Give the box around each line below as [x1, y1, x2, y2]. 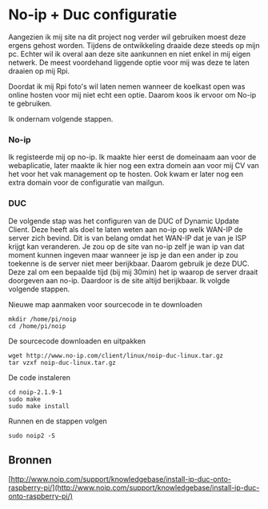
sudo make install [8, 402, 70, 410]
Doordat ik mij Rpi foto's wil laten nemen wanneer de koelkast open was [8, 82, 246, 91]
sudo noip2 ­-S [8, 431, 56, 439]
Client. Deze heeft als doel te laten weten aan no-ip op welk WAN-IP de [8, 224, 243, 234]
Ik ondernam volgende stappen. [8, 114, 114, 123]
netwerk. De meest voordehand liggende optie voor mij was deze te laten [8, 58, 250, 67]
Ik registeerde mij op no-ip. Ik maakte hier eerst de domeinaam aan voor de [8, 152, 257, 162]
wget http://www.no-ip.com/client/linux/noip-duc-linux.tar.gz [8, 351, 224, 359]
